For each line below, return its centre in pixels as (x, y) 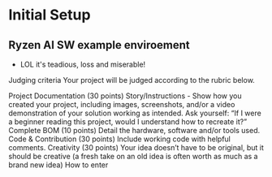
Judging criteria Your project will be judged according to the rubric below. (132, 80)
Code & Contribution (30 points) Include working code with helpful (120, 139)
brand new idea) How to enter (58, 165)
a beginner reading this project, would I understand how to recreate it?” (128, 122)
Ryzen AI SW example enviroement (99, 45)
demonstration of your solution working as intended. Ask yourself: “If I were (135, 113)
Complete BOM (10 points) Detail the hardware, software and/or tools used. (134, 130)
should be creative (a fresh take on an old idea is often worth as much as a (133, 156)
